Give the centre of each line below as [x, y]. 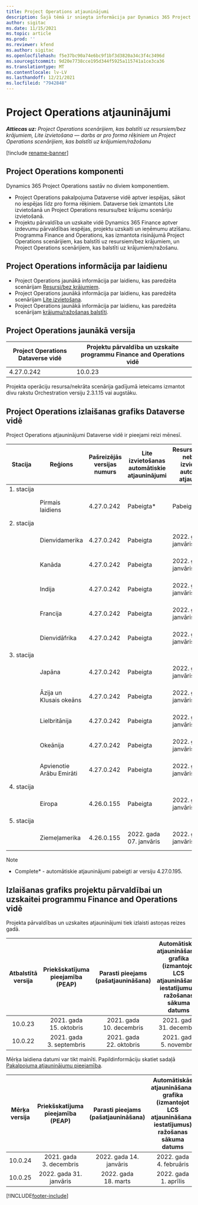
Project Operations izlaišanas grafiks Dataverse [95, 411]
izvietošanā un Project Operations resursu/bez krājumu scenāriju [93, 210]
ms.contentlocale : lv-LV [37, 72]
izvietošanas [147, 461]
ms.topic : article [29, 34]
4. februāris [173, 1164]
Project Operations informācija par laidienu [87, 266]
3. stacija [22, 655]
